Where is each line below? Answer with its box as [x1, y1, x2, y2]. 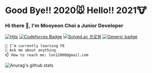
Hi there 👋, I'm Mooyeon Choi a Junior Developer [5, 22, 123, 29]
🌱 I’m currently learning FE [5, 44, 65, 49]
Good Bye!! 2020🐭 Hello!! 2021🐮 [5, 5, 147, 16]
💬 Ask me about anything [5, 48, 56, 53]
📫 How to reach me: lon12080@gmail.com [5, 53, 89, 58]
